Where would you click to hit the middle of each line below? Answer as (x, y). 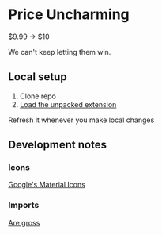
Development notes (57, 145)
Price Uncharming (69, 15)
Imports (24, 206)
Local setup (38, 77)
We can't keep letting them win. (60, 52)
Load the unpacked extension (68, 104)
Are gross (24, 222)
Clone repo (38, 96)
